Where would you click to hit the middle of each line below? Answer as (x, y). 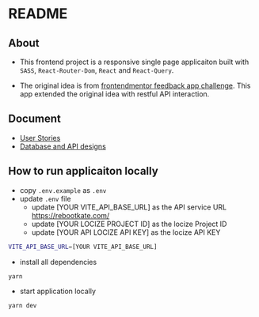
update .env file (45, 198)
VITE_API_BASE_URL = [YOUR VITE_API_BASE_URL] (83, 247)
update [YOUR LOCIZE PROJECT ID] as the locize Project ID (129, 224)
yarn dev (23, 306)
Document (34, 119)
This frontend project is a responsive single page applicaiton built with (134, 62)
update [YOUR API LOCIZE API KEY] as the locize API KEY (126, 232)
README (38, 14)
